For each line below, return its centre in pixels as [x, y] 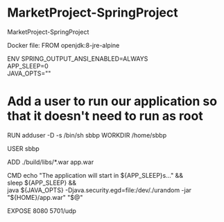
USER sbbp [23, 148]
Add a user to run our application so [112, 101]
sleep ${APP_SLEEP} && [42, 183]
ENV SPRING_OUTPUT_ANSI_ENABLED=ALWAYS [78, 58]
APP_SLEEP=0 [28, 66]
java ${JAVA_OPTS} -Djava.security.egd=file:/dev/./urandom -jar [100, 190]
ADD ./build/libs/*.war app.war [51, 162]
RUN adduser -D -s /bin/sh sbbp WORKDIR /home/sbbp [87, 135]
